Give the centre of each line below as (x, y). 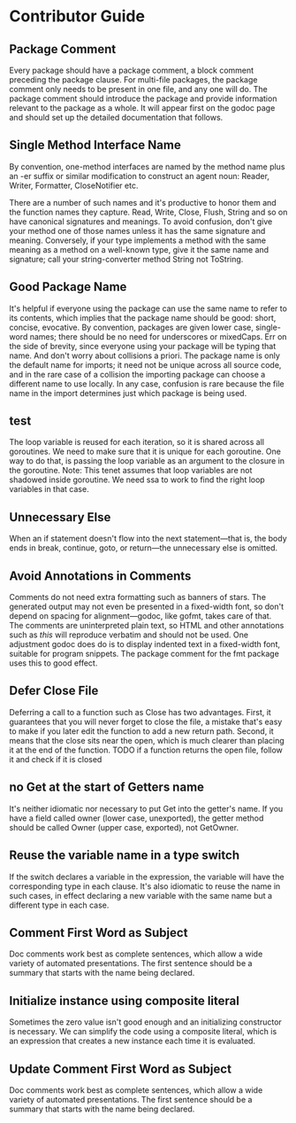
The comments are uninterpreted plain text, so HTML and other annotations (147, 626)
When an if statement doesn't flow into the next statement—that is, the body (148, 539)
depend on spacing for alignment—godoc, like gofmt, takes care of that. (140, 616)
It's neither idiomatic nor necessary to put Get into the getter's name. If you (146, 808)
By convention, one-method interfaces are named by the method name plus (147, 167)
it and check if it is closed (56, 759)
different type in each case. (59, 905)
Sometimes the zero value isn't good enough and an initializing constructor (146, 1022)
